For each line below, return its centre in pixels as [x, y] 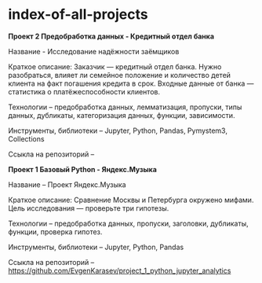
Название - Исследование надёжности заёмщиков [94, 51]
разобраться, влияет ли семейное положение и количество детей [120, 75]
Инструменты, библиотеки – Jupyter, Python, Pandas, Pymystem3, [118, 130]
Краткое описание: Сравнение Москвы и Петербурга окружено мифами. [131, 200]
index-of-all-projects [78, 15]
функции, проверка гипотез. [55, 232]
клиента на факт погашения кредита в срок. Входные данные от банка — [131, 83]
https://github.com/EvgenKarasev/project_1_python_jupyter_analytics [120, 270]
